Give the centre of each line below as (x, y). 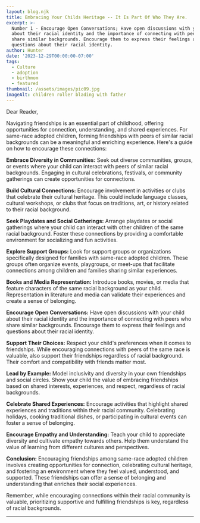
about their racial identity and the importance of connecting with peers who (99, 318)
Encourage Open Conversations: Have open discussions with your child (95, 312)
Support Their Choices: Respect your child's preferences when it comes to (99, 343)
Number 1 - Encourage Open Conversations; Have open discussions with (101, 28)
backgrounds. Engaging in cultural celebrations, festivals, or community (94, 173)
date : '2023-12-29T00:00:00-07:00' (50, 56)
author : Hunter (25, 51)
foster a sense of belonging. (41, 422)
